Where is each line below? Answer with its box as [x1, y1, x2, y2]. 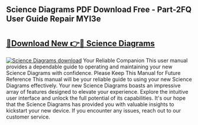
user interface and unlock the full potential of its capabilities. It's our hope [6, 94, 186, 101]
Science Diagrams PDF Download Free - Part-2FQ [6, 5, 192, 15]
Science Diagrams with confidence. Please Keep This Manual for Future [6, 70, 181, 76]
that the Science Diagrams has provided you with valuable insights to [6, 101, 174, 108]
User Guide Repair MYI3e [6, 14, 102, 24]
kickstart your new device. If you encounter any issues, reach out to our [6, 107, 181, 114]
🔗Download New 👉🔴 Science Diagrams [6, 38, 155, 48]
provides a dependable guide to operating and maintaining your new [6, 63, 173, 70]
